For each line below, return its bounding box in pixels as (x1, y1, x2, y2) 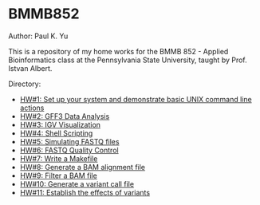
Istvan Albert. (8, 63, 53, 73)
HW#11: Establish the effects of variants (19, 187, 150, 197)
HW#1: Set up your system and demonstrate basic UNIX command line (19, 94, 253, 104)
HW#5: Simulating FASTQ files (19, 136, 120, 146)
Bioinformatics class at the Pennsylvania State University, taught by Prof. (8, 55, 247, 65)
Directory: (8, 79, 41, 89)
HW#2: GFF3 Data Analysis (19, 111, 110, 120)
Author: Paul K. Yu (8, 31, 69, 41)
